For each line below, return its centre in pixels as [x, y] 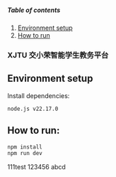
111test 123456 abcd [36, 167]
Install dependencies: [39, 95]
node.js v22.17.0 [33, 109]
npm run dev [25, 154]
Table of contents [34, 10]
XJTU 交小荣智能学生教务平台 [58, 55]
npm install [25, 147]
